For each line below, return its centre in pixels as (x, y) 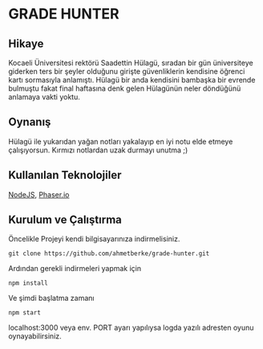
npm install (28, 283)
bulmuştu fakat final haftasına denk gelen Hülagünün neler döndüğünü (125, 88)
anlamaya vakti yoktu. (44, 97)
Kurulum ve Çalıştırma (65, 220)
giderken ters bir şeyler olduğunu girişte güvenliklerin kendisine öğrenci (127, 71)
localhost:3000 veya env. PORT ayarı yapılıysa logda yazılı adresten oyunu (131, 328)
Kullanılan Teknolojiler (65, 175)
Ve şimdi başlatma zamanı (51, 298)
